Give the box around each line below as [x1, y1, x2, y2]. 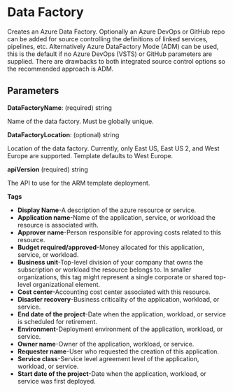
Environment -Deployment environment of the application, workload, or [17, 325, 223, 333]
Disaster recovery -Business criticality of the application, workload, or [17, 295, 220, 303]
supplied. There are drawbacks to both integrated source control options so [7, 57, 226, 65]
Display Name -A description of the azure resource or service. [17, 206, 197, 214]
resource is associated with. [17, 220, 99, 229]
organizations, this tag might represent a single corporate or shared [17, 272, 213, 281]
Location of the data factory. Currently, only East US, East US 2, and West [7, 144, 220, 153]
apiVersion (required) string [7, 165, 89, 174]
